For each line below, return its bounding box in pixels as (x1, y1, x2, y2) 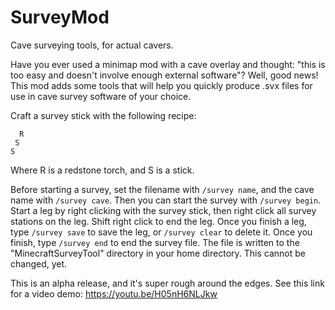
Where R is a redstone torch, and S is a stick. (10, 164, 195, 176)
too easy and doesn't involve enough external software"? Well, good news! (10, 69, 319, 81)
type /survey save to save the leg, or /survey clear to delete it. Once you (10, 226, 313, 238)
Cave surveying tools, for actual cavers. (10, 39, 174, 51)
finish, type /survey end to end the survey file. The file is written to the (10, 236, 300, 248)
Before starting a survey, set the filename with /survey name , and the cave (10, 183, 315, 195)
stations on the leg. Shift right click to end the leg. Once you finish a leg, (10, 215, 307, 227)
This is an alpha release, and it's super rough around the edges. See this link (10, 277, 325, 289)
